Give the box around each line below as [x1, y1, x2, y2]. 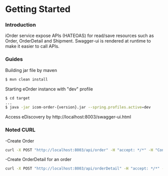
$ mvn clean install [5, 76, 48, 82]
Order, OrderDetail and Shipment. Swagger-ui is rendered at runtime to [5, 38, 151, 44]
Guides [5, 56, 23, 63]
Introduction [5, 21, 36, 28]
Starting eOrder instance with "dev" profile [5, 86, 93, 92]
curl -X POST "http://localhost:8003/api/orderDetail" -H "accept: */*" [5, 166, 160, 171]
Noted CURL [5, 126, 36, 133]
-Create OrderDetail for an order [5, 156, 71, 162]
